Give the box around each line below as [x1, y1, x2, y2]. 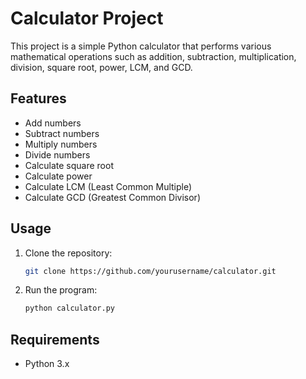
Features [10, 90, 67, 107]
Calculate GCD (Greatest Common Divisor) [24, 191, 201, 203]
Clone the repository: [24, 247, 113, 259]
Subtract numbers [24, 127, 100, 139]
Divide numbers [24, 148, 91, 161]
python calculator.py [24, 303, 115, 314]
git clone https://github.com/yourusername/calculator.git [24, 266, 277, 276]
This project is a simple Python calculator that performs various [10, 40, 272, 52]
